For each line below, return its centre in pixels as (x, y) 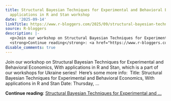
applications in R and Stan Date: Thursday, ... (52, 83)
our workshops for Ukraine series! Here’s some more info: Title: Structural (84, 72)
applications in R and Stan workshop (50, 15)
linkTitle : (17, 24)
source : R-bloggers (26, 29)
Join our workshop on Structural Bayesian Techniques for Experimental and (84, 62)
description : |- (22, 33)
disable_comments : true (31, 47)
